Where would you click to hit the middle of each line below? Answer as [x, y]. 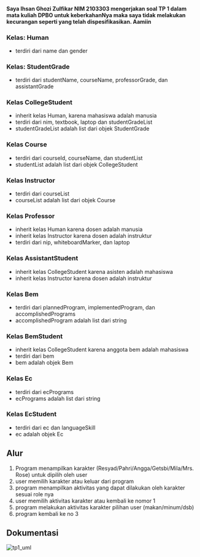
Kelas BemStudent [35, 336]
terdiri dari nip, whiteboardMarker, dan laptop [72, 243]
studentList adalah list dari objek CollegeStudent [76, 164]
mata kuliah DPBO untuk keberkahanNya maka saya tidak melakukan [96, 15]
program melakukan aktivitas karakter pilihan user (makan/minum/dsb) [105, 507]
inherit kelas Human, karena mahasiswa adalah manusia [86, 116]
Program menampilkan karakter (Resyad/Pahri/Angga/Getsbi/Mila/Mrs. [105, 468]
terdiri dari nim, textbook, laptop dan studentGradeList [84, 122]
